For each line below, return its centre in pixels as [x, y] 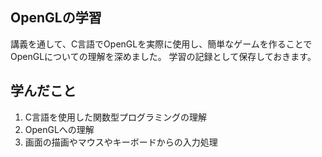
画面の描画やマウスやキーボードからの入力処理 [121, 142]
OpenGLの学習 [56, 18]
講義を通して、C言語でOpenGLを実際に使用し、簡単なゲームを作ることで [161, 44]
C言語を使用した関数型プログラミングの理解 [116, 117]
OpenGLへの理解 [59, 129]
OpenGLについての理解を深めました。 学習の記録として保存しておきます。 [163, 56]
